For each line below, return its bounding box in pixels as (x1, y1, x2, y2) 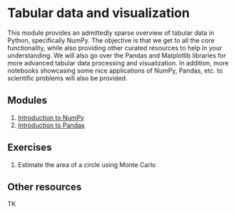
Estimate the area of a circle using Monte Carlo (17, 160, 156, 168)
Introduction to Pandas (17, 121, 85, 129)
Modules (7, 95, 48, 107)
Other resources (7, 181, 82, 193)
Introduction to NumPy (17, 113, 84, 122)
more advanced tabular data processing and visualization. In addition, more (7, 58, 229, 67)
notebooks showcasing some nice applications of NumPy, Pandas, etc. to (7, 66, 223, 75)
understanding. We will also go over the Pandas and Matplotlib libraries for (7, 51, 227, 60)
